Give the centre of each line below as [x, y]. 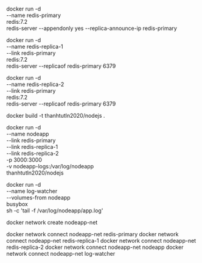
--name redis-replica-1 [35, 46]
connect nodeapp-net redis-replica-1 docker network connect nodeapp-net [101, 241]
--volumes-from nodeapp [39, 197]
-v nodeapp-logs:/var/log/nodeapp [50, 166]
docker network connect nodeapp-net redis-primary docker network [92, 234]
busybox [17, 204]
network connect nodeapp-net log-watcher [61, 254]
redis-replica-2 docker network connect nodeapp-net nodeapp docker [95, 247]
